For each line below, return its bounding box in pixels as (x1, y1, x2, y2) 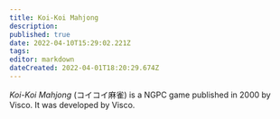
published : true (9, 30, 70, 39)
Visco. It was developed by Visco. (9, 99, 135, 110)
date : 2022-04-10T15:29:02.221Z (9, 38, 131, 48)
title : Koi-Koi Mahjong (9, 13, 99, 23)
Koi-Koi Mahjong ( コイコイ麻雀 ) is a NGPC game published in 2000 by (9, 89, 271, 100)
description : (9, 22, 59, 31)
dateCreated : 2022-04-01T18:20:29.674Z (9, 64, 160, 73)
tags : (9, 47, 30, 56)
